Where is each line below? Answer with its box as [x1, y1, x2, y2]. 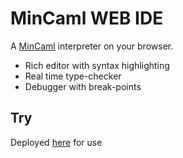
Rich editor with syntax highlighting [24, 59, 170, 71]
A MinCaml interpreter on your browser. [10, 40, 174, 52]
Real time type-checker [24, 70, 122, 82]
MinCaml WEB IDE [10, 7, 164, 30]
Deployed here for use [10, 136, 103, 148]
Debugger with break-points [24, 80, 142, 92]
